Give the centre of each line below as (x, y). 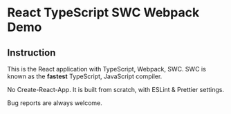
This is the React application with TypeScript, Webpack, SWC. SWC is (107, 69)
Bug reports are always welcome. (55, 103)
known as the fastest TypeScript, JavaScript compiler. (85, 76)
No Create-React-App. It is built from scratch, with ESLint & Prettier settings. (116, 90)
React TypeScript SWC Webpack (103, 13)
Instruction (31, 53)
